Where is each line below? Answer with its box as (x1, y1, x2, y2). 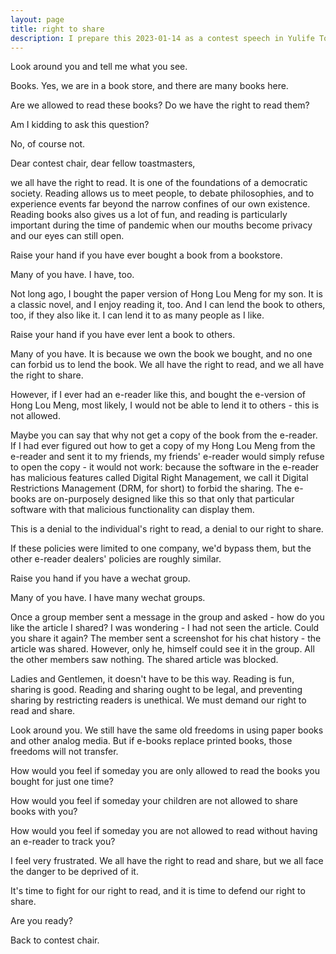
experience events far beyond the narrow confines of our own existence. (10, 198, 311, 210)
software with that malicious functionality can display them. (10, 504, 255, 516)
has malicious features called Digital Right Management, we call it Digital (10, 472, 309, 484)
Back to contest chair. (10, 934, 100, 946)
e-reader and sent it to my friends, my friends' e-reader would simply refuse (10, 451, 325, 463)
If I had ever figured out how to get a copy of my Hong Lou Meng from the (10, 440, 316, 452)
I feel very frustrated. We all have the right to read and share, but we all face (10, 855, 324, 867)
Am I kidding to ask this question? (10, 119, 150, 131)
